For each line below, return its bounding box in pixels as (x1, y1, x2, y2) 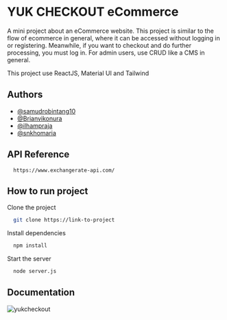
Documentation (7, 286, 75, 298)
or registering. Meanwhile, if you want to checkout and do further (7, 41, 192, 49)
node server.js (13, 268, 57, 275)
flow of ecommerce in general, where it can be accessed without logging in (7, 34, 221, 42)
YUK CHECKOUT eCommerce (7, 4, 179, 20)
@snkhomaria (16, 129, 57, 137)
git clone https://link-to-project (13, 217, 115, 224)
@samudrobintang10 (16, 107, 76, 115)
